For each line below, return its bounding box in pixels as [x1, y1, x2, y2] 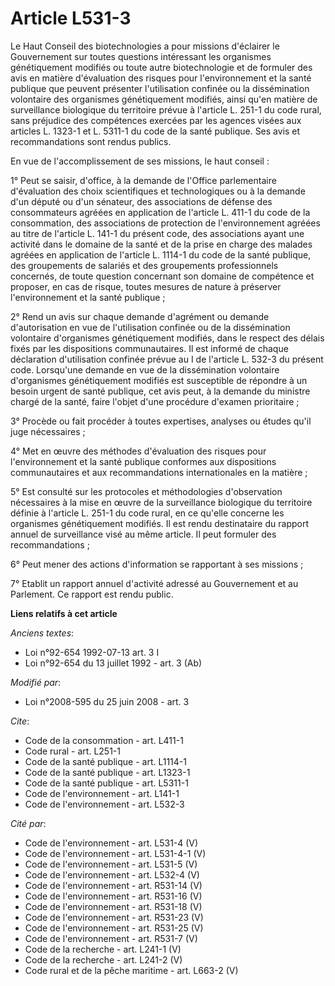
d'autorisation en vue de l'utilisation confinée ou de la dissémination [10, 321, 291, 333]
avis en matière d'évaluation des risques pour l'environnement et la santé [10, 72, 312, 84]
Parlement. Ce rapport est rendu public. [10, 588, 174, 600]
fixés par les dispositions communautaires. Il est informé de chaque [10, 342, 289, 354]
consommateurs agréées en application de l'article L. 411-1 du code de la [10, 206, 311, 218]
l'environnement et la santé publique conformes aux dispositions [10, 455, 277, 467]
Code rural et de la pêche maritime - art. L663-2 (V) [24, 964, 239, 976]
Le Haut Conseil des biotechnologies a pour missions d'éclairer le [10, 40, 280, 52]
